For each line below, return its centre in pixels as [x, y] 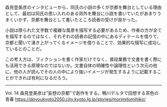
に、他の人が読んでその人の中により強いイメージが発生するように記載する [81, 72]
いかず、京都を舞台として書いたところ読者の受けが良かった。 [77, 20]
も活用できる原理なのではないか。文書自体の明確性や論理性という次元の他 [81, 65]
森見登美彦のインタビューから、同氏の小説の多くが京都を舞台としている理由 [83, 7]
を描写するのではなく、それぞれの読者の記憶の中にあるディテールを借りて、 [83, 36]
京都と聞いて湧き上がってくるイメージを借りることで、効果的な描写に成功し [83, 43]
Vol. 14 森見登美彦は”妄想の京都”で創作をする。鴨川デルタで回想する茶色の [82, 93]
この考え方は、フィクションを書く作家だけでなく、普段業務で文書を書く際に [83, 59]
